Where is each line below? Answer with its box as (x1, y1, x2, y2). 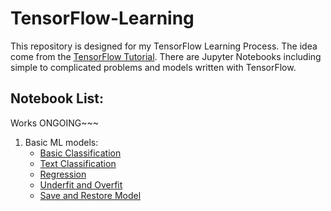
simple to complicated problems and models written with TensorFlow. (10, 61, 297, 73)
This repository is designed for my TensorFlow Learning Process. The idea (10, 40, 318, 52)
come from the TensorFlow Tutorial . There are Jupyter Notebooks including (10, 50, 322, 62)
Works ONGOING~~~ (10, 117, 99, 129)
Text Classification (39, 157, 117, 169)
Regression (39, 168, 87, 180)
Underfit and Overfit (39, 178, 123, 191)
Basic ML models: (24, 136, 99, 148)
